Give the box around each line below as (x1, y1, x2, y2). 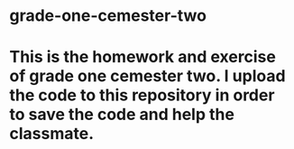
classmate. (9, 124, 95, 144)
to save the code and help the (9, 105, 234, 125)
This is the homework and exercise (9, 47, 277, 68)
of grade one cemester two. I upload (9, 66, 286, 87)
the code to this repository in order (9, 85, 275, 106)
